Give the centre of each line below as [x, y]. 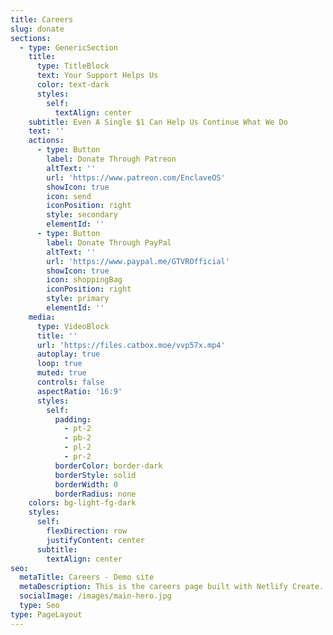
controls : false [70, 382]
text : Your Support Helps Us [97, 76]
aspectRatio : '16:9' [79, 391]
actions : [46, 141]
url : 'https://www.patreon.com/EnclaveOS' [136, 177]
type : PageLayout [46, 614]
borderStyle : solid [95, 475]
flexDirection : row [87, 531]
